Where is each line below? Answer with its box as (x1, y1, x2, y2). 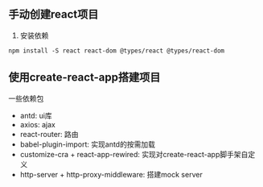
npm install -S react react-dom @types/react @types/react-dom (8, 47, 225, 55)
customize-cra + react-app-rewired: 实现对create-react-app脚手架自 (19, 149, 249, 159)
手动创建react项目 (8, 7, 99, 22)
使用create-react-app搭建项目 (8, 71, 161, 85)
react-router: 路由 (19, 129, 79, 139)
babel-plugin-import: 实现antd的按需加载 (19, 139, 155, 149)
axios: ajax (19, 119, 56, 129)
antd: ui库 (19, 110, 52, 120)
